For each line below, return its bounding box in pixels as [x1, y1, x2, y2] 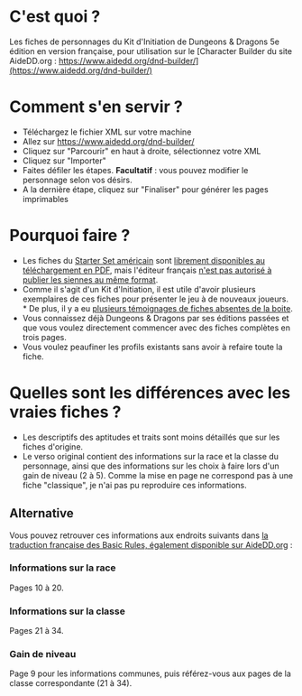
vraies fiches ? [9, 402, 122, 422]
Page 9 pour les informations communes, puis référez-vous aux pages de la [9, 668, 291, 679]
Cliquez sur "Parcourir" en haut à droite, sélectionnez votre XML [22, 145, 261, 156]
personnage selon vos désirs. [22, 174, 133, 185]
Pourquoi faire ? [9, 226, 131, 246]
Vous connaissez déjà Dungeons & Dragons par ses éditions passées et [22, 312, 289, 323]
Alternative [9, 506, 74, 521]
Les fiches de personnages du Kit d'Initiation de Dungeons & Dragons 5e [9, 36, 279, 47]
